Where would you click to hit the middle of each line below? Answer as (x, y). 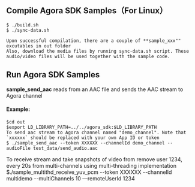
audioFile (19, 148)
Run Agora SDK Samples (53, 75)
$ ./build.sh (22, 25)
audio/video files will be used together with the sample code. (88, 56)
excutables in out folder (38, 46)
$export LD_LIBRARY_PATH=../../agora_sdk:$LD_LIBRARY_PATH (82, 127)
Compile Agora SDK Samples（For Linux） (87, 11)
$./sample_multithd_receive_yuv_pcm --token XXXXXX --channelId (89, 172)
